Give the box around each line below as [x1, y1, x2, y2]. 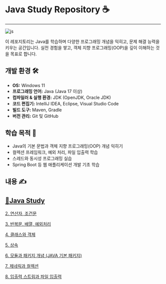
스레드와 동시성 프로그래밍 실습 [12, 155, 72, 161]
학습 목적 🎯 [5, 129, 37, 138]
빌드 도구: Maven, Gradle [12, 107, 62, 113]
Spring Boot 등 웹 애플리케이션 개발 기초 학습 [12, 161, 100, 167]
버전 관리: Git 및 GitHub [12, 113, 59, 119]
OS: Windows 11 [12, 82, 45, 88]
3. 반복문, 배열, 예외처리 [5, 221, 51, 227]
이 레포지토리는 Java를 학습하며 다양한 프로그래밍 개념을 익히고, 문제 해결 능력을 [5, 38, 160, 45]
